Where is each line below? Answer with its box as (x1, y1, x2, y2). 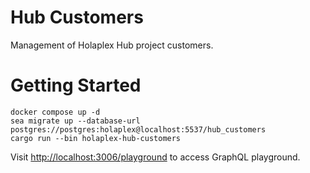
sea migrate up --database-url (10, 116, 141, 126)
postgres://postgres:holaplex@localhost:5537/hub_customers (10, 124, 267, 135)
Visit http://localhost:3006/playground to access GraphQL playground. (10, 151, 301, 163)
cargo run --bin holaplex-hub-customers (10, 133, 182, 143)
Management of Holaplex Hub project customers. (10, 39, 214, 51)
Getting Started (10, 74, 142, 97)
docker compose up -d (10, 107, 101, 117)
